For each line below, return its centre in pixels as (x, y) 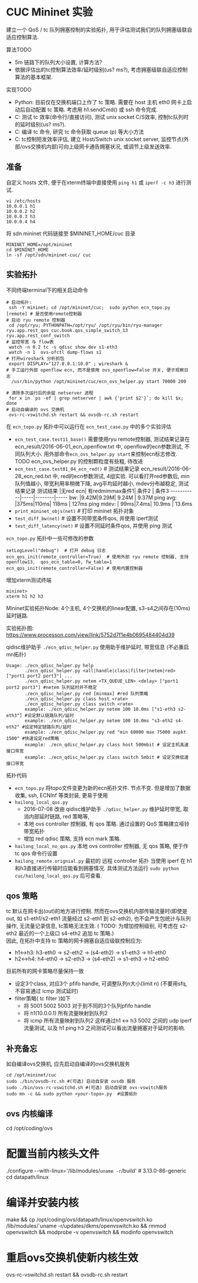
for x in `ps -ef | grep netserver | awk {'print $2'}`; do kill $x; (96, 398)
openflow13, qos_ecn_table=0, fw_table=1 (59, 562)
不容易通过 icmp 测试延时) (46, 991)
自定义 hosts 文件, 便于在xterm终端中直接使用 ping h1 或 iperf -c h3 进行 (96, 182)
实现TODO (19, 89)
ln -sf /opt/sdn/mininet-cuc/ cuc (49, 255)
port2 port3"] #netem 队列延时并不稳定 (52, 687)
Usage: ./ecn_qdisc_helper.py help (50, 665)
